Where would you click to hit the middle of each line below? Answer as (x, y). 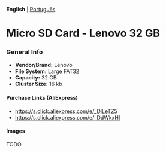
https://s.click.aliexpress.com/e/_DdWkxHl (67, 117)
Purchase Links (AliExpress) (42, 98)
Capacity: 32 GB (36, 78)
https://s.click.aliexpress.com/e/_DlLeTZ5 (66, 111)
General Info (25, 52)
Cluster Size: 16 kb (39, 84)
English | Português (31, 9)
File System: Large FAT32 (47, 71)
